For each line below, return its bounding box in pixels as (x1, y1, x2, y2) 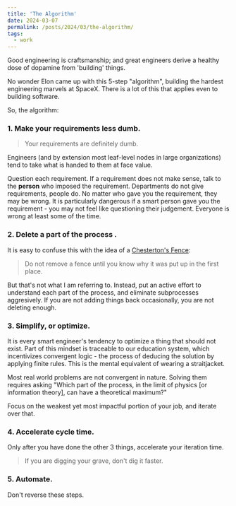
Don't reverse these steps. (7, 490, 85, 499)
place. (24, 266, 43, 276)
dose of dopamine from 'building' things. (7, 64, 125, 72)
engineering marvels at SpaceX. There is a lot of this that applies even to (7, 85, 218, 93)
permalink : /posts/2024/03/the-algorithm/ (7, 23, 134, 30)
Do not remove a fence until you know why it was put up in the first (24, 259, 219, 268)
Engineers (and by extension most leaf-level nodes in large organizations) (7, 153, 222, 162)
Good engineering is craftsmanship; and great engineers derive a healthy (7, 56, 220, 64)
